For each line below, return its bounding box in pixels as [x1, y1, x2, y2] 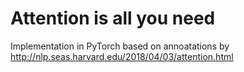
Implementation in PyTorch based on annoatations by [10, 40, 230, 52]
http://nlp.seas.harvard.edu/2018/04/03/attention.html [10, 50, 234, 62]
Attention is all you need [10, 7, 216, 30]
